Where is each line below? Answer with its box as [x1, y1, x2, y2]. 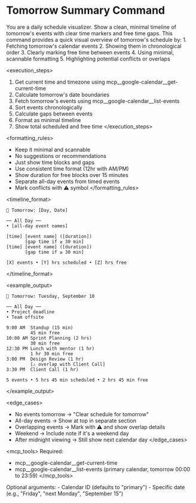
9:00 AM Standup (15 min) [6, 324, 73, 331]
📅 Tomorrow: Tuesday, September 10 [6, 293, 95, 299]
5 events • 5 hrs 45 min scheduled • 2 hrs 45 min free [6, 377, 148, 383]
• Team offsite [6, 314, 44, 320]
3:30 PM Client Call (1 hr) [6, 366, 79, 373]
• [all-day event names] [6, 222, 68, 229]
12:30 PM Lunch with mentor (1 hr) [6, 345, 95, 352]
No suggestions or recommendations [14, 152, 106, 159]
